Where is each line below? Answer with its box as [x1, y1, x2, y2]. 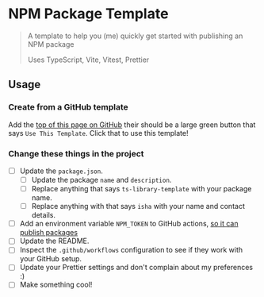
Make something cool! [19, 280, 93, 290]
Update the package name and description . [31, 175, 172, 184]
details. [31, 210, 56, 220]
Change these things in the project [8, 148, 144, 159]
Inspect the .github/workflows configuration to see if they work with [19, 245, 243, 255]
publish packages [19, 228, 78, 237]
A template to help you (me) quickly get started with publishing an [27, 31, 243, 40]
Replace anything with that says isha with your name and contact [31, 202, 246, 211]
